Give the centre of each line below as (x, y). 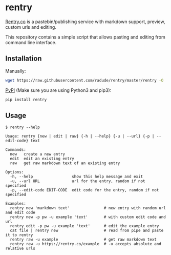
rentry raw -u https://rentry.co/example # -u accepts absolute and (85, 244)
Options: (15, 172)
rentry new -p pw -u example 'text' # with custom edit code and (88, 217)
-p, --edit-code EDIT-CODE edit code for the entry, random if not (84, 190)
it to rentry (19, 235)
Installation (24, 59)
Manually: (16, 71)
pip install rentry (26, 100)
